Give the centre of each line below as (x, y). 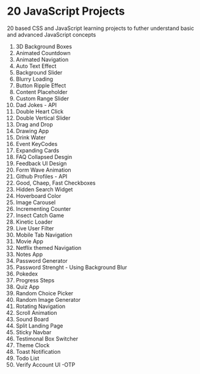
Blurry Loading (34, 79)
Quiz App (27, 287)
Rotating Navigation (41, 306)
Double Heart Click (39, 111)
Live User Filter (35, 228)
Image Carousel (36, 202)
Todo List (27, 358)
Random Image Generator (48, 299)
